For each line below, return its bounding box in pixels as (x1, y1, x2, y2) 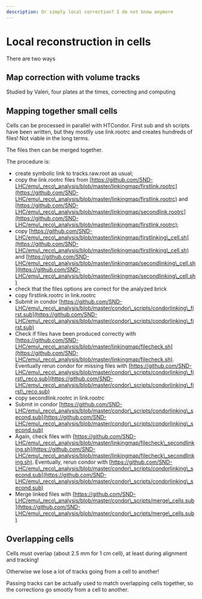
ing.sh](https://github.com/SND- (14, 446, 96, 453)
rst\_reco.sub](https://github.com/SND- (14, 375, 113, 382)
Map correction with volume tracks (6, 72, 140, 82)
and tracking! (6, 556, 39, 563)
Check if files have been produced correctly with (14, 330, 136, 338)
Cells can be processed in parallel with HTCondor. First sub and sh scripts (6, 122, 190, 129)
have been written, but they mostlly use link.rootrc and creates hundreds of (6, 128, 193, 136)
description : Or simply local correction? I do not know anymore (6, 8, 173, 15)
